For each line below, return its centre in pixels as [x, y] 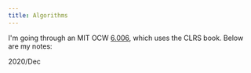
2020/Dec [25, 61]
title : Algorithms [38, 15]
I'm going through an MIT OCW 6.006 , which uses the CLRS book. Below [126, 38]
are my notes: [30, 46]
